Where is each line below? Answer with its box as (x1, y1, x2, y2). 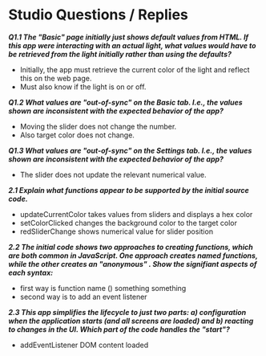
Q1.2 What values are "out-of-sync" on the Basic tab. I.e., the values (8, 97, 243, 107)
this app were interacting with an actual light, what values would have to (8, 40, 256, 50)
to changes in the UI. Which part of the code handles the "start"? (8, 324, 231, 334)
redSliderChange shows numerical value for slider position (19, 227, 214, 236)
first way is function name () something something (19, 283, 187, 293)
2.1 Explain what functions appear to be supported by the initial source (8, 185, 250, 194)
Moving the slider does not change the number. (19, 121, 177, 131)
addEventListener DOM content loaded (19, 340, 149, 350)
